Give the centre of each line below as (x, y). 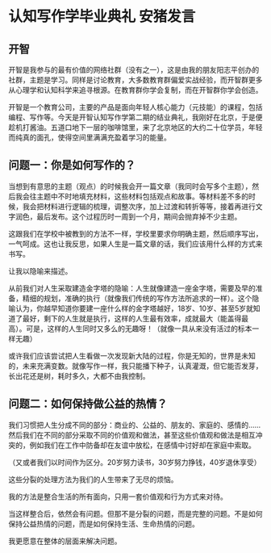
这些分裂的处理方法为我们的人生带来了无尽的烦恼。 (93, 479)
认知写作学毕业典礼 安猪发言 (102, 17)
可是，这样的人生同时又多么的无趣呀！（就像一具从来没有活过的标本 (139, 329)
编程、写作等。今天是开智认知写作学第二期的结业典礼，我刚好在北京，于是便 (135, 117)
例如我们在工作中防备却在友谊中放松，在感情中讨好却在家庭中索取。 (142, 445)
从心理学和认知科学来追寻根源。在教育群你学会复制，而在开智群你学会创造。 (135, 90)
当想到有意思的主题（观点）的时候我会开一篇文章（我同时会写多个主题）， (130, 186)
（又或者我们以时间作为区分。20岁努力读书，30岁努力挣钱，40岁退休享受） (135, 462)
